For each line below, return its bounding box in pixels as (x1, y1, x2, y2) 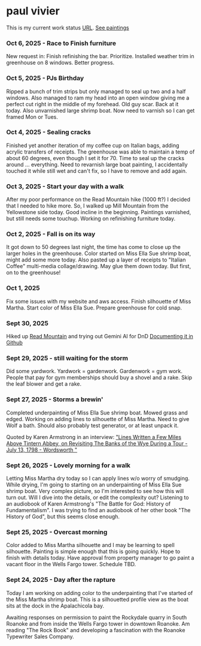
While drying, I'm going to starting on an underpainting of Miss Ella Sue (6, 481, 182, 488)
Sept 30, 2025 (6, 319, 49, 327)
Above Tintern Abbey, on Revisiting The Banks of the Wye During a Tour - (6, 440, 188, 447)
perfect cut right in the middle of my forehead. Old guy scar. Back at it (6, 100, 179, 107)
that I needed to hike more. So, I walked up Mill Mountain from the (6, 202, 169, 209)
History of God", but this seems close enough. (6, 513, 120, 520)
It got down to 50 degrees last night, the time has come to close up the (6, 244, 181, 251)
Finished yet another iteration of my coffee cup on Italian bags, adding (6, 142, 179, 149)
